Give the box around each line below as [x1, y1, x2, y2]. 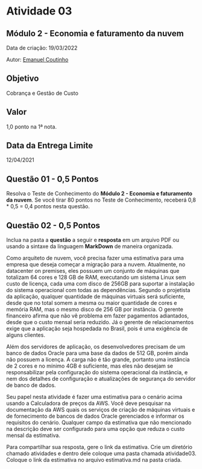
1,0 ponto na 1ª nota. [6, 123, 57, 130]
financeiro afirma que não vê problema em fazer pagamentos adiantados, [6, 312, 189, 319]
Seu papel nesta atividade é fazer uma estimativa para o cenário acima [6, 394, 183, 401]
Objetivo [6, 74, 39, 84]
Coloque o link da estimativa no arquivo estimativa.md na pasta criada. [6, 456, 182, 464]
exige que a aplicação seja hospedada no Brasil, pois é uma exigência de [6, 325, 188, 333]
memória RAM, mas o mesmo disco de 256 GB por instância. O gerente [6, 306, 184, 313]
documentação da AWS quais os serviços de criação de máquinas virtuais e [6, 406, 195, 413]
